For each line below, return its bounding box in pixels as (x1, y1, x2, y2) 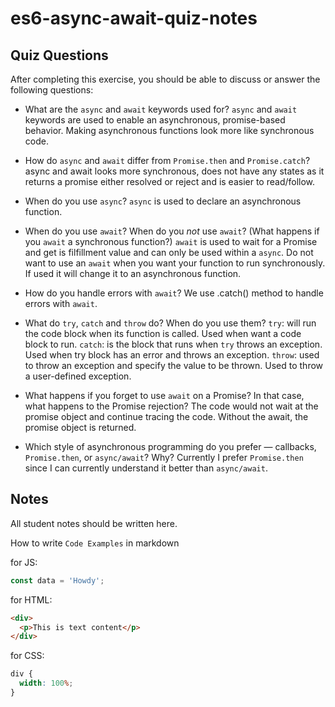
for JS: (10, 556, 38, 568)
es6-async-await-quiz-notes (10, 7, 258, 30)
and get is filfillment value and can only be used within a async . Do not (24, 247, 314, 258)
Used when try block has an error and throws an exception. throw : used (24, 349, 320, 361)
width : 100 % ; (19, 678, 74, 689)
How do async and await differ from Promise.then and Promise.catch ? (24, 155, 311, 166)
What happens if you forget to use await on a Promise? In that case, (24, 390, 305, 401)
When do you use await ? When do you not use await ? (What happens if (24, 225, 320, 237)
